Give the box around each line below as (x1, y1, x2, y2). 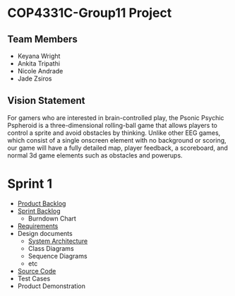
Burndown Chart (28, 214, 76, 223)
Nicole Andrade (17, 67, 64, 75)
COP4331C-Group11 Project (7, 5, 172, 21)
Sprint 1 (7, 176, 53, 191)
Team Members (7, 33, 78, 45)
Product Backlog (17, 199, 66, 208)
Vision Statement (7, 95, 85, 107)
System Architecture (28, 237, 88, 245)
